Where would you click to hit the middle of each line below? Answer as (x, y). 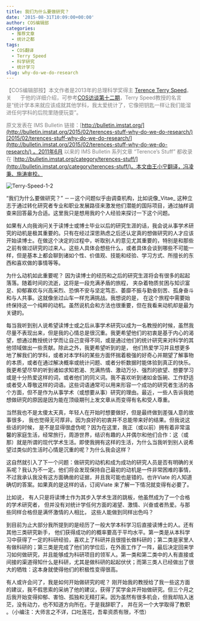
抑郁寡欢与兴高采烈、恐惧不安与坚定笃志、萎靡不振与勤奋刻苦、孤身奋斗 (105, 291)
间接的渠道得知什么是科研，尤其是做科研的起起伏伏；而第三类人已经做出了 (97, 562)
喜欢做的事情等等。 (40, 263)
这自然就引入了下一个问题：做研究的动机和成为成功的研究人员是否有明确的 (97, 463)
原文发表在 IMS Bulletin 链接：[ (44, 125)
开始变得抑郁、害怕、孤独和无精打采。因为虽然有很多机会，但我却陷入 (102, 597)
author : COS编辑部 (28, 23)
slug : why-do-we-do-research (42, 73)
